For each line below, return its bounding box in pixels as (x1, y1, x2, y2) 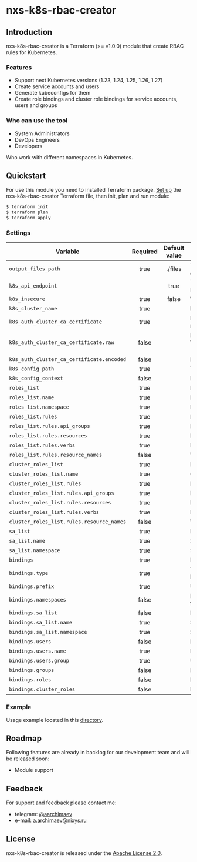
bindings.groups (9, 667, 55, 674)
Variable (55, 248, 80, 256)
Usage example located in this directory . (6, 716, 104, 723)
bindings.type (9, 570, 49, 577)
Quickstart (6, 171, 46, 181)
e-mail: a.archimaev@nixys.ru (14, 817, 87, 824)
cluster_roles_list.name (9, 471, 79, 477)
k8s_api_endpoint (9, 283, 57, 289)
